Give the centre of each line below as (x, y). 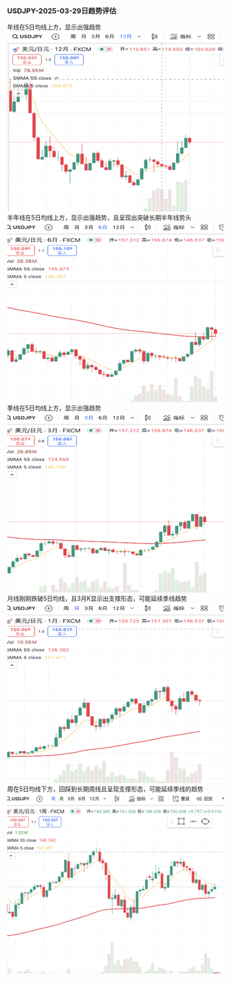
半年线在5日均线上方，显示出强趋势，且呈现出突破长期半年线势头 (99, 217)
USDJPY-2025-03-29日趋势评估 (62, 10)
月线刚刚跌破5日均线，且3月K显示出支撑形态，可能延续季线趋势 (97, 599)
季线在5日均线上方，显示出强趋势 (54, 408)
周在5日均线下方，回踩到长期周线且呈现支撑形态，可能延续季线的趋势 (106, 789)
